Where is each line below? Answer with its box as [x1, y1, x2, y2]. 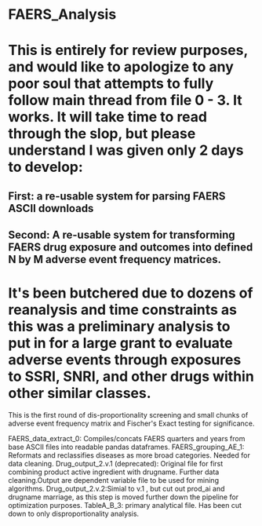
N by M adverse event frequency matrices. [8, 253, 222, 266]
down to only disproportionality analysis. [8, 509, 140, 519]
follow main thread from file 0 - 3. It [8, 92, 242, 109]
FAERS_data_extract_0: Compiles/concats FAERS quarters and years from [8, 434, 246, 444]
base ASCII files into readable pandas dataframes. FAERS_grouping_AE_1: [8, 442, 245, 452]
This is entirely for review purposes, [8, 42, 249, 60]
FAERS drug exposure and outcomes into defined [8, 241, 253, 254]
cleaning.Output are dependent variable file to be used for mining [8, 476, 220, 485]
